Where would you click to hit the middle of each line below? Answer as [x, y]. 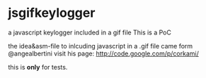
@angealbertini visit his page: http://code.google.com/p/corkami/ [103, 53]
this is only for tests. [38, 67]
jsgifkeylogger [52, 13]
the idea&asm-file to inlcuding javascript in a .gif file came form [101, 46]
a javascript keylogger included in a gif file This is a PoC [90, 32]
